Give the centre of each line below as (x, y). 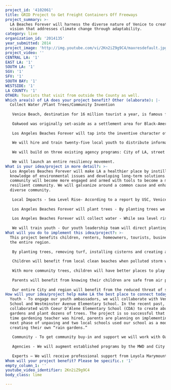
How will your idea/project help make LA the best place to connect (79, 294)
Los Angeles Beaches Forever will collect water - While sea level (85, 219)
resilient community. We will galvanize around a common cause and (83, 186)
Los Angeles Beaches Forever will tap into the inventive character (86, 133)
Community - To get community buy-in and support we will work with (86, 337)
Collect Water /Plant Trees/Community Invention (62, 105)
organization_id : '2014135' (35, 39)
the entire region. (31, 242)
